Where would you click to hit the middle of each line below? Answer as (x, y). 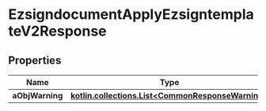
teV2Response (57, 31)
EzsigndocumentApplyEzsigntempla (131, 15)
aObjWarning (38, 96)
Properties (35, 60)
